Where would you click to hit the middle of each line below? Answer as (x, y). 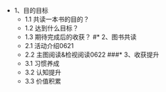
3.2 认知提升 (43, 72)
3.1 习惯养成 (42, 63)
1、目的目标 (31, 10)
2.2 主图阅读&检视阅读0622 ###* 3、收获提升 (92, 54)
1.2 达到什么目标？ (52, 28)
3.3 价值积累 (43, 81)
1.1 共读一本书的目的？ (57, 19)
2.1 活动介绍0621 (49, 46)
